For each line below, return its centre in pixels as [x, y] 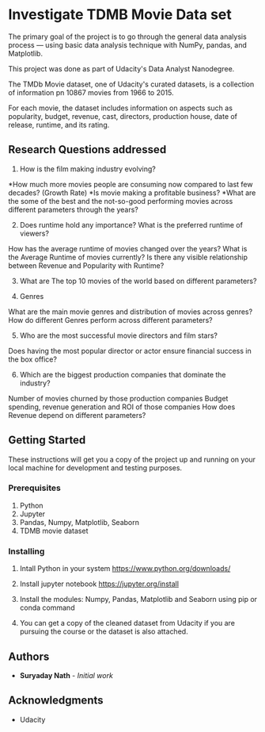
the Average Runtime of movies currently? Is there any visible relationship [128, 257]
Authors [29, 656]
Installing [26, 551]
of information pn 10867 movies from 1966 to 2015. [91, 92]
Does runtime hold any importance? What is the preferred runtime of [131, 224]
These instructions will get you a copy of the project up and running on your [132, 459]
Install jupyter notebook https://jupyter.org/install [99, 584]
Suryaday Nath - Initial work [66, 675]
